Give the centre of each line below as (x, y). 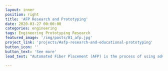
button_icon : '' (22, 47)
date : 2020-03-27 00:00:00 (33, 24)
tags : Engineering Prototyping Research (48, 33)
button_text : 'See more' (31, 51)
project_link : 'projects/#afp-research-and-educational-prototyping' (79, 42)
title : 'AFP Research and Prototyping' (47, 19)
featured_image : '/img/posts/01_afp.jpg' (49, 38)
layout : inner (20, 10)
